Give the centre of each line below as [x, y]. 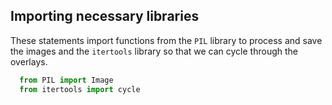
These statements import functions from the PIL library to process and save [166, 40]
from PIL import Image [66, 80]
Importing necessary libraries [105, 16]
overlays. [29, 61]
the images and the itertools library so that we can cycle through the [154, 51]
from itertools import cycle [80, 89]
